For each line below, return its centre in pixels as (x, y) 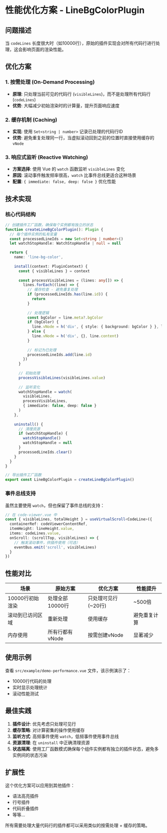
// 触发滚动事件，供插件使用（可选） (47, 542)
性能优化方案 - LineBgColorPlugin (75, 10)
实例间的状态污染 (30, 755)
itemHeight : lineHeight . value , (42, 529)
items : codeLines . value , (35, 533)
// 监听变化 (29, 387)
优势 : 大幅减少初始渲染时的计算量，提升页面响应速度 (66, 105)
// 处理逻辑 (38, 313)
